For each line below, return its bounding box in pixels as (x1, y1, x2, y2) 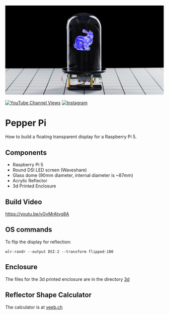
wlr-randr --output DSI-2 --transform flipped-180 (5, 249, 114, 254)
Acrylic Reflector (12, 178, 48, 184)
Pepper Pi (5, 117, 47, 129)
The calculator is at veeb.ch (5, 304, 63, 310)
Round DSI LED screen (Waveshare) (12, 167, 87, 173)
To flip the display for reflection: (5, 239, 71, 245)
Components (5, 148, 47, 157)
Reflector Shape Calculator (5, 291, 92, 299)
